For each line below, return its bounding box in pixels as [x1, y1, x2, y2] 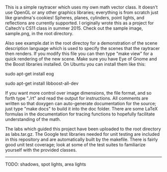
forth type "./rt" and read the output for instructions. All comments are [5, 95, 148, 101]
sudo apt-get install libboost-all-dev [5, 80, 79, 86]
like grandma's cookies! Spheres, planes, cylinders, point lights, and [5, 15, 145, 20]
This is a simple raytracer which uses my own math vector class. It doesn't [5, 4, 158, 10]
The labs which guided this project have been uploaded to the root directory [5, 126, 162, 132]
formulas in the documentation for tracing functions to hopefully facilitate [5, 111, 155, 117]
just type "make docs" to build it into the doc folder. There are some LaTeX [5, 106, 158, 112]
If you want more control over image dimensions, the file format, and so [5, 90, 152, 96]
